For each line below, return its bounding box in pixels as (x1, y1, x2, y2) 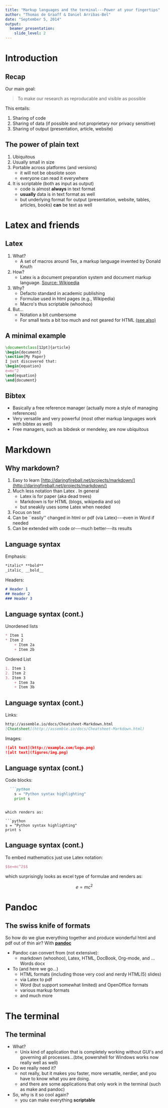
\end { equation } (5, 373, 37, 378)
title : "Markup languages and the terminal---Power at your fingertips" (5, 7, 160, 13)
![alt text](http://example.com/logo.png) (5, 745, 95, 750)
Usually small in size (12, 159, 55, 165)
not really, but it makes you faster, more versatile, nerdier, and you (20, 1070, 157, 1076)
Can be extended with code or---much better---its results (12, 526, 132, 532)
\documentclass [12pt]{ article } (5, 345, 71, 350)
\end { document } (5, 378, 37, 383)
